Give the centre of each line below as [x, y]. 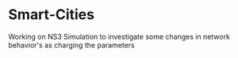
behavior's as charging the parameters [71, 44]
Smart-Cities [52, 15]
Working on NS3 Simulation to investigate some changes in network [119, 37]
